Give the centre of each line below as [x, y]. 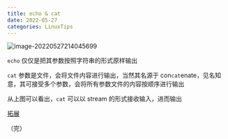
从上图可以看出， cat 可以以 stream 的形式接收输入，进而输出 [95, 99]
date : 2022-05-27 [32, 20]
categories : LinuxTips [40, 26]
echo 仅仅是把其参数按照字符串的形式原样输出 [73, 60]
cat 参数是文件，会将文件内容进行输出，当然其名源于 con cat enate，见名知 [114, 75]
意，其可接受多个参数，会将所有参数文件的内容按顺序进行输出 [96, 84]
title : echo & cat [34, 14]
